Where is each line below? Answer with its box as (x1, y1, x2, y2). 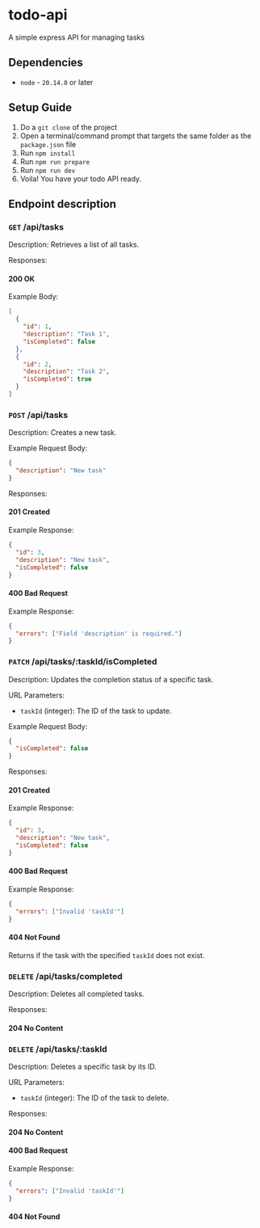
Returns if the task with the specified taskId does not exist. (8, 950, 205, 960)
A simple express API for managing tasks (8, 32, 145, 42)
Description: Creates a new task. (8, 428, 117, 437)
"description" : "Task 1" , (23, 330, 111, 339)
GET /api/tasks (8, 221, 65, 232)
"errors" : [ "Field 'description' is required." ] (15, 629, 182, 638)
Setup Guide (8, 101, 73, 115)
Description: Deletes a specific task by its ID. (8, 1061, 157, 1071)
